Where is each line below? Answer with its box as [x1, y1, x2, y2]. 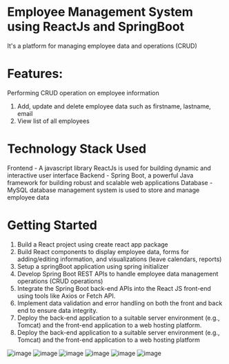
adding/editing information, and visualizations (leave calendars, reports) [17, 255, 222, 263]
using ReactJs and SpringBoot [7, 19, 185, 35]
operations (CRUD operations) [17, 277, 103, 285]
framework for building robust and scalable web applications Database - [7, 178, 213, 186]
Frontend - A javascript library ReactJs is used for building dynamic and [7, 164, 212, 172]
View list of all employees [17, 117, 90, 125]
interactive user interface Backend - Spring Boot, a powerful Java [7, 171, 194, 180]
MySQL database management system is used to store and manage [7, 186, 200, 194]
